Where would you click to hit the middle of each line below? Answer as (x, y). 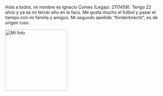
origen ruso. (18, 23)
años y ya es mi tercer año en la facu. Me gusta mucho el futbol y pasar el (81, 12)
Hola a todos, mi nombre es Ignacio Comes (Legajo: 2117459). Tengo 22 (78, 7)
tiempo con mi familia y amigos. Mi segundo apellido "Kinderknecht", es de (81, 17)
